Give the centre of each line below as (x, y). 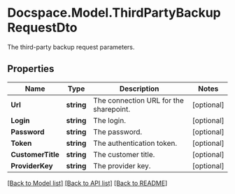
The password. (118, 132)
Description (139, 89)
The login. (109, 120)
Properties (31, 69)
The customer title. (124, 154)
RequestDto (42, 28)
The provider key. (122, 165)
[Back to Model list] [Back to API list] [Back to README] (87, 183)
